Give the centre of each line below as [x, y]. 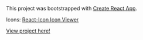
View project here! [28, 31]
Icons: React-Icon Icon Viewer [42, 19]
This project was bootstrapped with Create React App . [72, 8]
